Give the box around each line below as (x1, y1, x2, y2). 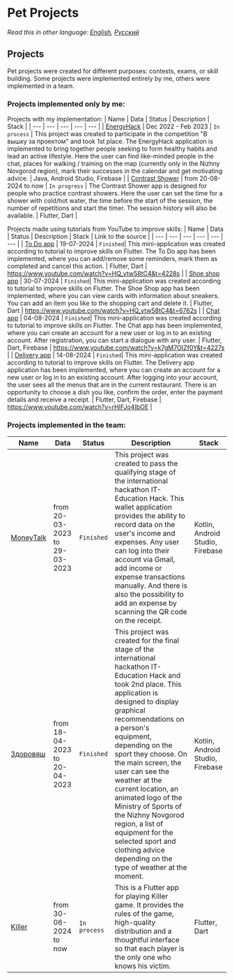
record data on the (114, 520, 175, 530)
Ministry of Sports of (114, 801, 182, 811)
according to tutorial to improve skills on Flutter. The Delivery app (7, 358, 195, 367)
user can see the (114, 766, 169, 776)
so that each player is (114, 944, 185, 953)
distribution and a (114, 926, 172, 936)
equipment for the (114, 828, 173, 838)
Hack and (149, 671, 181, 681)
